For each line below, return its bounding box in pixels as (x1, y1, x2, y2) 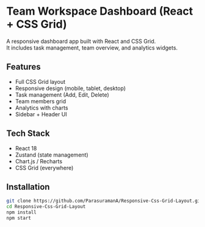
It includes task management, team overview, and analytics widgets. (6, 44, 178, 51)
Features (6, 62, 41, 72)
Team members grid (15, 97, 67, 105)
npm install (6, 209, 37, 215)
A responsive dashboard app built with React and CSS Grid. (6, 37, 156, 45)
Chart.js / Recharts (15, 157, 63, 165)
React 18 (15, 144, 37, 152)
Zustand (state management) (15, 151, 88, 158)
